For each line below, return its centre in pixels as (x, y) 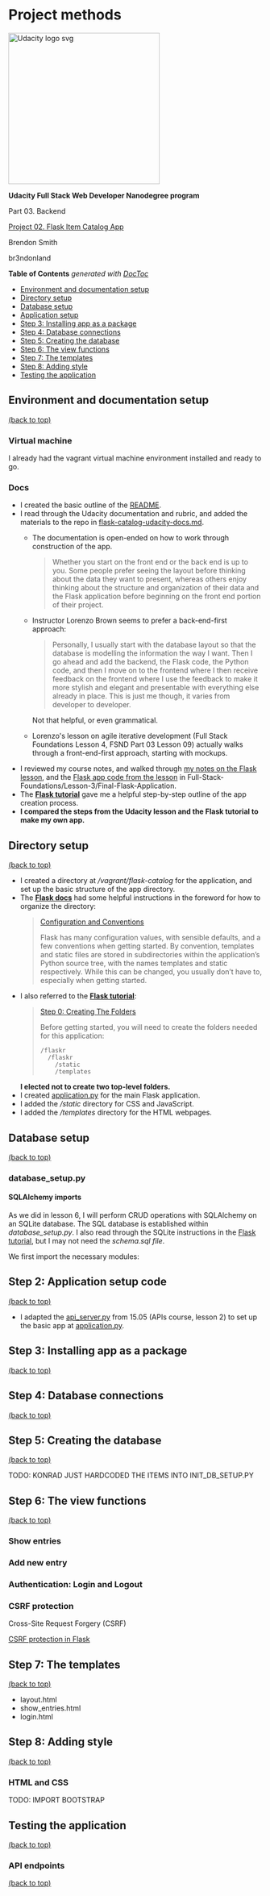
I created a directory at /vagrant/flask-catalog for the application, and (136, 881)
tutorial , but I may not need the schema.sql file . (87, 1241)
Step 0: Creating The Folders (88, 1012)
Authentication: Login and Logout (76, 1584)
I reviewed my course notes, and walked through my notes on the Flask (138, 769)
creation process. (49, 803)
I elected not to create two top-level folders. (95, 1087)
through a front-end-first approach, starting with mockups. (130, 753)
